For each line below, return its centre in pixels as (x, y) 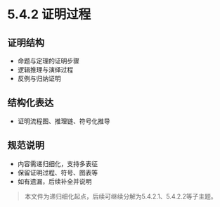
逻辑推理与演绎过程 (45, 70)
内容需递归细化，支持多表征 (58, 163)
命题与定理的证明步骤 (48, 61)
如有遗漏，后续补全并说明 (54, 181)
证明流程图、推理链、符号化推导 (64, 121)
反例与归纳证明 (39, 79)
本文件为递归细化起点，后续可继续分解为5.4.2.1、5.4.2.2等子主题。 (121, 196)
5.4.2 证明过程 (49, 14)
